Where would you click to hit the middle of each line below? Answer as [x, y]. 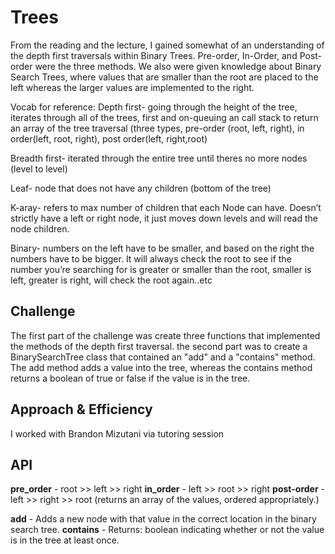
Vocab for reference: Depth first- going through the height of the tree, [154, 107]
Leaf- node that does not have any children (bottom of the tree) [141, 188]
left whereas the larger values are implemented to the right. [132, 87]
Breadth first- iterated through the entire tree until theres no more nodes [159, 158]
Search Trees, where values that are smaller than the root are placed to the [164, 77]
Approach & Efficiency [81, 409]
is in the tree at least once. [65, 540]
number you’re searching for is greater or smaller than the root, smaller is [161, 269]
